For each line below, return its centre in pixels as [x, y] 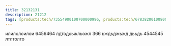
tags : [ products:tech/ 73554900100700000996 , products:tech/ [70, 19]
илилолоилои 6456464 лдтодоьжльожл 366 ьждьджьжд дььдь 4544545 [84, 34]
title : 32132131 [22, 10]
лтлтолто [15, 39]
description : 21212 [26, 15]
